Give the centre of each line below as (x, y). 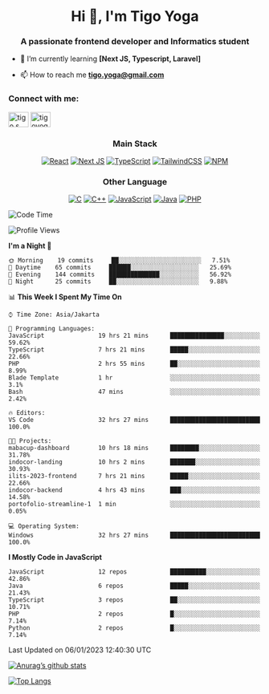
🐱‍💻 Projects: (30, 441)
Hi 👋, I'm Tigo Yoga (135, 16)
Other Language (135, 182)
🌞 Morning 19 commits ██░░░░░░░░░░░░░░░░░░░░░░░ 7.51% (119, 261)
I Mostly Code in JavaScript (55, 558)
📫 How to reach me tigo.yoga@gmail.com (92, 75)
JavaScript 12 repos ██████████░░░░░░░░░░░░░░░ (134, 572)
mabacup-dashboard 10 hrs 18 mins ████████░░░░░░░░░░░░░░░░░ (134, 448)
